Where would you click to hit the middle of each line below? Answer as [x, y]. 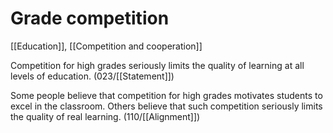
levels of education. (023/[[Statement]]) [92, 76]
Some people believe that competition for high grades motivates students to [166, 95]
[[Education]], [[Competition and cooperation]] [106, 46]
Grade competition [90, 18]
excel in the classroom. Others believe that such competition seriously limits [166, 106]
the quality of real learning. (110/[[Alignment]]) [105, 116]
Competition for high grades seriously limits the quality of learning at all [157, 65]
